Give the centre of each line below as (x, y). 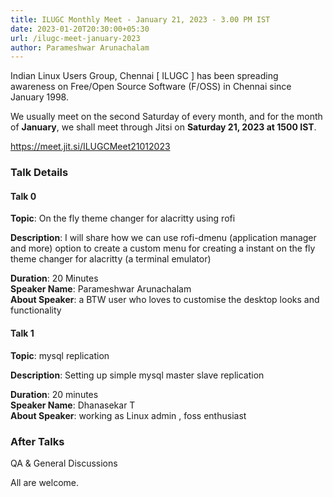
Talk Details (39, 173)
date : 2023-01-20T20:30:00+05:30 (80, 29)
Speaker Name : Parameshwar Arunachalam (101, 289)
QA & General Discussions (64, 463)
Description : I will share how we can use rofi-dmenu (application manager (163, 238)
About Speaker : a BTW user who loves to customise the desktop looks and (165, 300)
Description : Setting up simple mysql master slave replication (137, 375)
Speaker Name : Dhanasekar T (73, 405)
